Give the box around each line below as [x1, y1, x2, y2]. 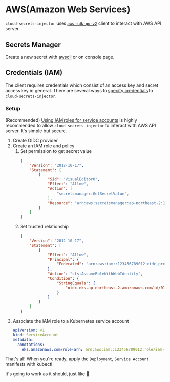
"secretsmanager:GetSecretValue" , [56, 191, 130, 196]
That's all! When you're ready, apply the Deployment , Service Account [5, 356, 149, 362]
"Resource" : [47, 200, 73, 206]
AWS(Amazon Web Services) [5, 4, 131, 15]
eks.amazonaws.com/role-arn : [22, 347, 83, 352]
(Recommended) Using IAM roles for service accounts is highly [5, 117, 138, 123]
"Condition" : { [47, 276, 79, 281]
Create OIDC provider [12, 137, 58, 143]
